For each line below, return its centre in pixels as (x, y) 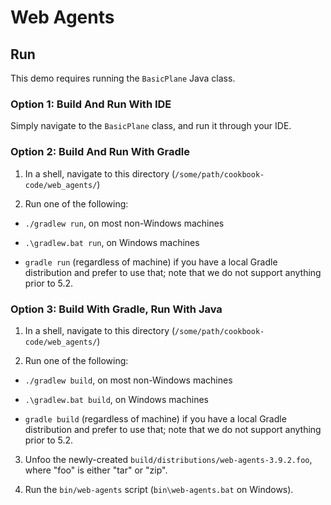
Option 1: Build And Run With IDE (91, 104)
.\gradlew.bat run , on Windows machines (112, 242)
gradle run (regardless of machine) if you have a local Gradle (151, 262)
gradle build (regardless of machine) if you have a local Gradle (155, 418)
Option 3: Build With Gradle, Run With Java (116, 309)
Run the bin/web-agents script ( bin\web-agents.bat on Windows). (159, 489)
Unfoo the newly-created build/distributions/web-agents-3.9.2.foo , (168, 459)
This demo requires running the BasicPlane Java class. (123, 78)
